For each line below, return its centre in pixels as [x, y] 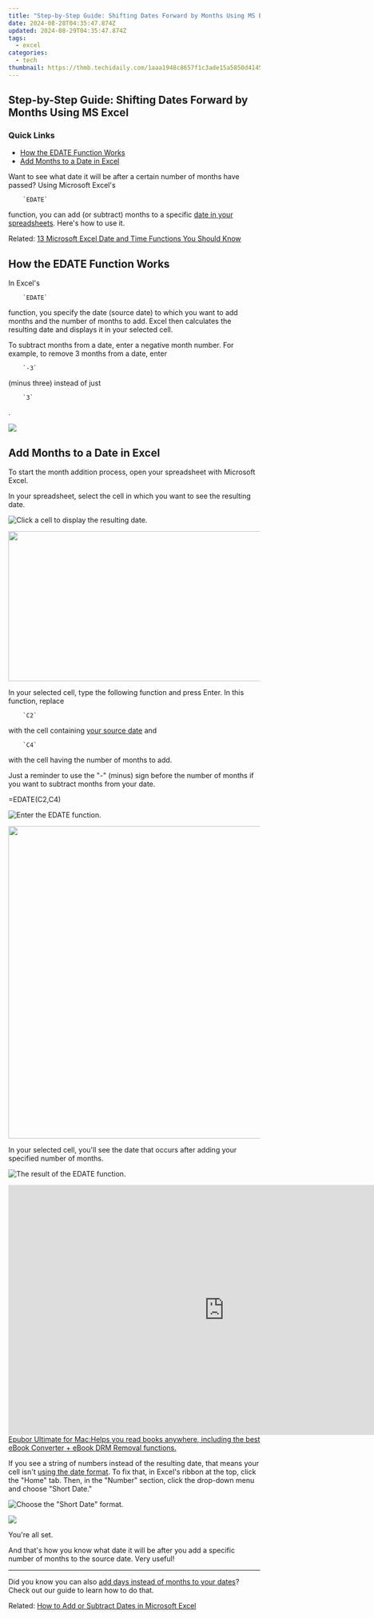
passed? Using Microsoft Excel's [62, 186]
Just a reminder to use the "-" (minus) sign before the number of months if [131, 776]
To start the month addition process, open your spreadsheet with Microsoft [132, 472]
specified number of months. [56, 1159]
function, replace [36, 701]
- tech [26, 61]
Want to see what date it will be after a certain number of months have [124, 177]
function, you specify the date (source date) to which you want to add [123, 313]
